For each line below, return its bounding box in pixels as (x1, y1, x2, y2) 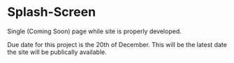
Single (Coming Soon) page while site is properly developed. (7, 27, 182, 35)
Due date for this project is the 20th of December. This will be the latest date (7, 40, 227, 48)
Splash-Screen (7, 4, 96, 20)
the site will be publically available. (7, 48, 107, 56)
